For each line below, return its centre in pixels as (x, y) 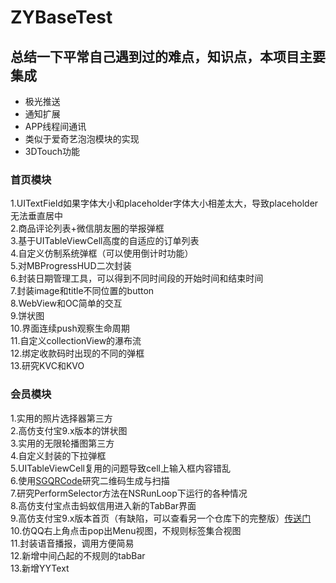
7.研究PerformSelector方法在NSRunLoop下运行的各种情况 (129, 493)
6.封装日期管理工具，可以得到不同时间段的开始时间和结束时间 (137, 278)
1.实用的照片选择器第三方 (61, 418)
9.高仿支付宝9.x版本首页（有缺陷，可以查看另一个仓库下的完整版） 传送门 (161, 518)
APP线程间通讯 (55, 126)
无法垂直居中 (36, 216)
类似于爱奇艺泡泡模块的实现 (82, 139)
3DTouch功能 (52, 151)
